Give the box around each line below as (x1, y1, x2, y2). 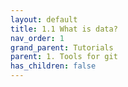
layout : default (10, 14, 78, 25)
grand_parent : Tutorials (10, 42, 114, 53)
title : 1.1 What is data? (10, 24, 118, 34)
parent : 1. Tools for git (10, 52, 118, 62)
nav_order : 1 (10, 33, 65, 43)
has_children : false (10, 61, 97, 71)
